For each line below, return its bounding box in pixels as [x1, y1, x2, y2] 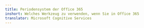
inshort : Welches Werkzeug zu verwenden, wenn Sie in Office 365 [5, 11, 139, 16]
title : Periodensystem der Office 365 [5, 7, 83, 12]
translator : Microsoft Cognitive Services [5, 16, 92, 20]
